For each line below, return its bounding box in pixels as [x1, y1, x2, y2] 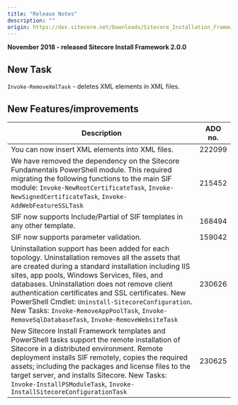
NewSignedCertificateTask [11, 193, 98, 200]
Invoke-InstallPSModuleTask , [11, 380, 108, 389]
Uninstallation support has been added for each [11, 244, 170, 253]
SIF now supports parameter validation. [11, 232, 142, 241]
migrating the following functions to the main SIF [11, 174, 172, 183]
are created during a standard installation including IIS [11, 261, 191, 271]
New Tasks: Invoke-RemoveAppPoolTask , [11, 306, 140, 315]
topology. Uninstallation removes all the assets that [11, 253, 181, 262]
